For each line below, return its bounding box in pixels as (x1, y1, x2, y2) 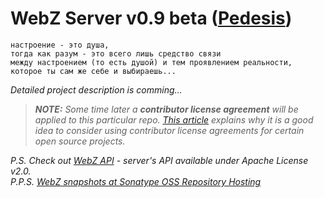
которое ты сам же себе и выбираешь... (10, 66, 177, 76)
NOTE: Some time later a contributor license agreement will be (34, 103, 299, 115)
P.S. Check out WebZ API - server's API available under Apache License (10, 154, 309, 166)
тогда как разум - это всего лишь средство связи (10, 48, 222, 59)
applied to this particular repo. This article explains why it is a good (34, 113, 314, 126)
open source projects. (34, 135, 126, 147)
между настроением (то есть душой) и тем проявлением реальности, (10, 57, 293, 67)
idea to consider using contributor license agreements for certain (34, 124, 305, 136)
